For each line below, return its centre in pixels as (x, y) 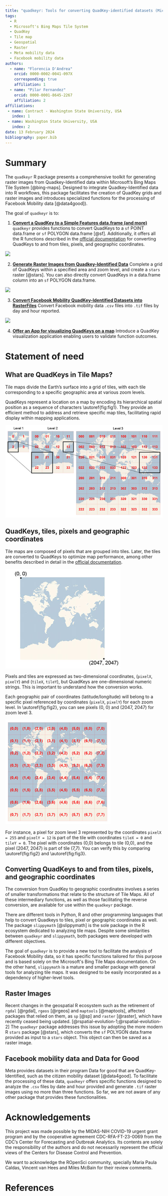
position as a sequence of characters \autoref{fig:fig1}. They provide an (79, 407)
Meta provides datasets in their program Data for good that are (70, 1071)
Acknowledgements (48, 1118)
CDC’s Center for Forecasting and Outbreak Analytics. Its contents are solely (84, 1142)
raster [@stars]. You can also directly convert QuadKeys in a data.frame (86, 275)
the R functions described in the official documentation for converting (84, 238)
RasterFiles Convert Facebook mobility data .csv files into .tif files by (85, 305)
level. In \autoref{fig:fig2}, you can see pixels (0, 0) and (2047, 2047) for (79, 707)
